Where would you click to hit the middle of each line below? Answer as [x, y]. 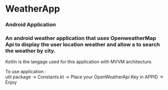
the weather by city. [30, 51]
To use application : [26, 72]
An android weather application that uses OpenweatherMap [81, 38]
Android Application [31, 25]
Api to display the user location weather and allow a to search [83, 44]
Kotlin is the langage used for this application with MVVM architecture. [79, 62]
